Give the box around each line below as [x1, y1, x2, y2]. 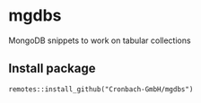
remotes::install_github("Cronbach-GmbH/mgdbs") [8, 84, 194, 94]
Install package [8, 61, 96, 76]
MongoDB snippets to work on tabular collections [8, 35, 191, 46]
